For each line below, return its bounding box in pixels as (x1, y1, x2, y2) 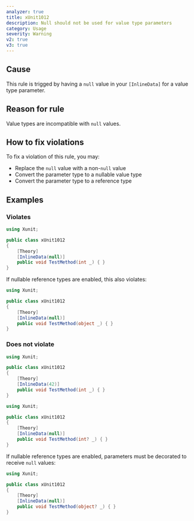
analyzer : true (6, 8, 44, 15)
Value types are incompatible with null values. (6, 120, 121, 127)
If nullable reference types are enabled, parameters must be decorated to (6, 453, 187, 460)
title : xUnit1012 (6, 14, 50, 20)
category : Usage (6, 25, 47, 32)
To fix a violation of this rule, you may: (6, 153, 100, 160)
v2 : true (6, 37, 28, 43)
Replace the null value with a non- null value (14, 165, 127, 172)
